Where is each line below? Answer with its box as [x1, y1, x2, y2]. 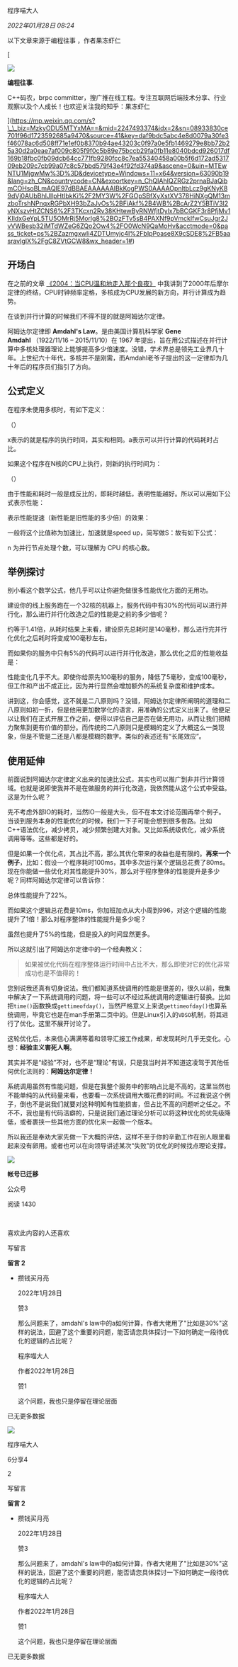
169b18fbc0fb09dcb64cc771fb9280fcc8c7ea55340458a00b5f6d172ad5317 [7, 154, 229, 162]
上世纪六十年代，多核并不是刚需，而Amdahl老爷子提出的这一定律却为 [19, 353, 222, 362]
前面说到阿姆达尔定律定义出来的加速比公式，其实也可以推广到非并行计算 [7, 775, 218, 784]
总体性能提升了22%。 [7, 891, 71, 899]
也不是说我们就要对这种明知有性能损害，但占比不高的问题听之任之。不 [25, 1100, 231, 1108]
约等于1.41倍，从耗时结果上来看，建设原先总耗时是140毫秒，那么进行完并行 [7, 625, 227, 634]
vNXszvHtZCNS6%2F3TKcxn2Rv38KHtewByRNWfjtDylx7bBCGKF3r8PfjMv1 [7, 207, 231, 215]
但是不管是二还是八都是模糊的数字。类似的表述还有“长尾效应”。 [19, 732, 205, 741]
